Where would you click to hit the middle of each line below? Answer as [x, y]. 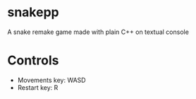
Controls [33, 60]
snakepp [33, 12]
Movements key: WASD [51, 80]
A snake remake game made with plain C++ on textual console [98, 32]
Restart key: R [38, 87]
